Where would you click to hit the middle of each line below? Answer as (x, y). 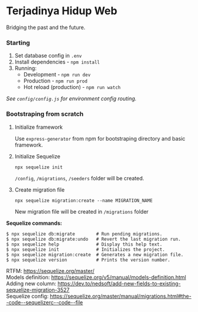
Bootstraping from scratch (45, 114)
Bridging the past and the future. (46, 27)
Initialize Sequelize (38, 156)
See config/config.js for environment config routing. (72, 98)
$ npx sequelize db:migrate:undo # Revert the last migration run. (94, 239)
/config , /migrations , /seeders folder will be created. (79, 178)
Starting (18, 43)
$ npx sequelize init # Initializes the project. (86, 249)
